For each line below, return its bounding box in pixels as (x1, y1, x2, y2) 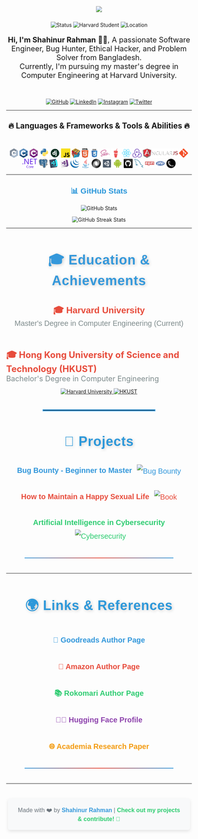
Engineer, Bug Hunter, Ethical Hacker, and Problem (11, 44, 187, 53)
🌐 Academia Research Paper (48, 741, 150, 751)
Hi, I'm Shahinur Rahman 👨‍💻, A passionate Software (8, 35, 190, 44)
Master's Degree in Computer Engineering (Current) (14, 319, 184, 328)
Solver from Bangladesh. (56, 53, 142, 62)
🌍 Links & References (25, 597, 173, 613)
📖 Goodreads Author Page (52, 635, 146, 644)
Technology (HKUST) (6, 363, 97, 375)
